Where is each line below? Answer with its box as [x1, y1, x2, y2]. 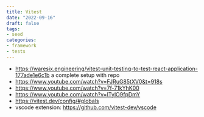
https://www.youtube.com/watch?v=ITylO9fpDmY [15, 90, 141, 98]
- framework [6, 43, 37, 49]
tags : [6, 25, 20, 32]
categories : [6, 37, 37, 43]
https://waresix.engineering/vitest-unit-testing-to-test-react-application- [15, 65, 198, 72]
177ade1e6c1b [15, 71, 50, 79]
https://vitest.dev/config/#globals [15, 97, 99, 104]
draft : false [6, 20, 40, 26]
